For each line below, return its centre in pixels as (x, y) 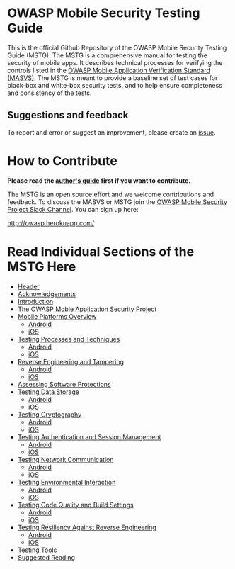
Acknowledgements (47, 294)
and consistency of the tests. (50, 93)
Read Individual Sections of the (101, 251)
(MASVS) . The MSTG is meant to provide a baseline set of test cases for (113, 78)
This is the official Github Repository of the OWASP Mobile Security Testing (117, 47)
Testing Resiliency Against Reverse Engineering (87, 527)
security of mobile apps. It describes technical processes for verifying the (115, 62)
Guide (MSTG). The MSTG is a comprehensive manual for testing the (107, 55)
